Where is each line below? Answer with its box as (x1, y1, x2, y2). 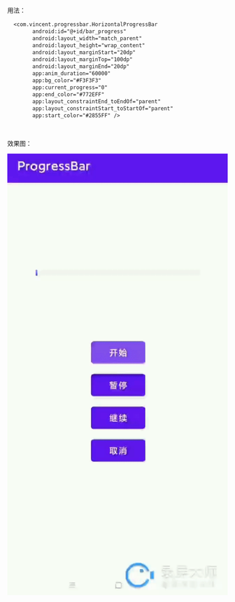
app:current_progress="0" (32, 84, 108, 91)
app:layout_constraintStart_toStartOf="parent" (32, 105, 173, 112)
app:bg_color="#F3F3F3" (32, 77, 101, 84)
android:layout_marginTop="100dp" (32, 56, 133, 63)
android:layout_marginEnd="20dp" (32, 63, 130, 70)
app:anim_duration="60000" (32, 70, 111, 77)
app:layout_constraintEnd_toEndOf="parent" (32, 98, 161, 105)
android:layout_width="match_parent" (32, 35, 142, 42)
